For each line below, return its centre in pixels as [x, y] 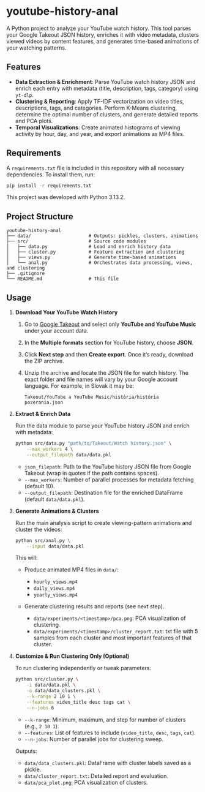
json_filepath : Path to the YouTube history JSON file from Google [108, 466]
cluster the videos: [39, 529]
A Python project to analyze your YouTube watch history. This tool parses [99, 28]
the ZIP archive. [44, 361]
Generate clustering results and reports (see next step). [94, 606]
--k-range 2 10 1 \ [51, 696]
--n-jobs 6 [40, 708]
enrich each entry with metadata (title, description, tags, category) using [107, 88]
